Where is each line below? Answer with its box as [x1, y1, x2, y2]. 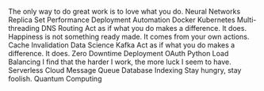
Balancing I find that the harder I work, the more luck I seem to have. [8, 57, 231, 66]
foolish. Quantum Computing [8, 74, 102, 83]
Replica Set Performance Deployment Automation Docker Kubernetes [8, 15, 235, 25]
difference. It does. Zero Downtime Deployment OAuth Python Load [8, 49, 229, 58]
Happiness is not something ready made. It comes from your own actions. [8, 32, 250, 41]
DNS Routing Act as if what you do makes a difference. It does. [40, 24, 247, 32]
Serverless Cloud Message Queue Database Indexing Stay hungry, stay [8, 66, 242, 74]
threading [8, 24, 40, 32]
